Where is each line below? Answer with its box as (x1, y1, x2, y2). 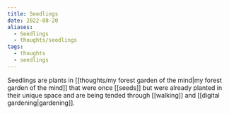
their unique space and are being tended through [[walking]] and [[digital (7, 91, 221, 99)
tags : (7, 43, 23, 50)
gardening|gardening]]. (7, 98, 76, 107)
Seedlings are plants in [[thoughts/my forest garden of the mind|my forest (7, 76, 223, 84)
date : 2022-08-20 (7, 17, 59, 24)
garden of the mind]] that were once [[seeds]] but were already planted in (7, 83, 223, 92)
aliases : (7, 23, 33, 30)
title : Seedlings (7, 10, 59, 18)
